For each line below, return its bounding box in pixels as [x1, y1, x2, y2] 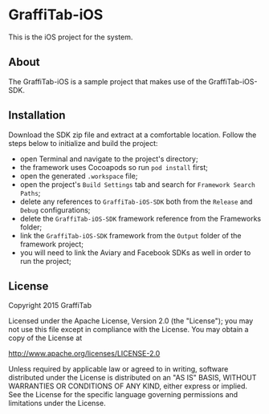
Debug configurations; [19, 205, 91, 214]
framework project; [19, 239, 84, 249]
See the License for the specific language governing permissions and [8, 390, 238, 400]
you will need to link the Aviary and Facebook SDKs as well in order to [19, 247, 251, 258]
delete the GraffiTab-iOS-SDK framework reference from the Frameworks [19, 213, 262, 223]
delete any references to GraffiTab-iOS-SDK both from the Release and [19, 197, 253, 206]
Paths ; [19, 188, 41, 197]
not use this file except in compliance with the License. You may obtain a [8, 325, 249, 335]
